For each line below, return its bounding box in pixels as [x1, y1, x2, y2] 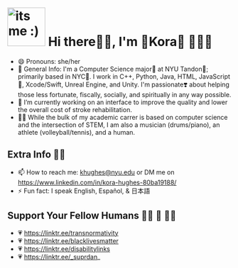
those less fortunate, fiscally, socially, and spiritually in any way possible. [17, 90, 232, 99]
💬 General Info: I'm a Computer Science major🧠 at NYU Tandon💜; [17, 65, 208, 73]
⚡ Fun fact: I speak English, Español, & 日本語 [17, 186, 151, 195]
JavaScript [198, 72, 231, 81]
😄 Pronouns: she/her [17, 57, 80, 65]
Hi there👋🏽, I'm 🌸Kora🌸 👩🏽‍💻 [48, 34, 213, 50]
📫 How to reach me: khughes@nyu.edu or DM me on [17, 167, 175, 177]
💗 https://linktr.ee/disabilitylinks [17, 245, 110, 253]
